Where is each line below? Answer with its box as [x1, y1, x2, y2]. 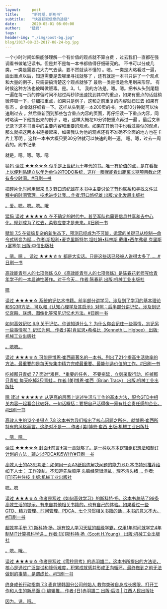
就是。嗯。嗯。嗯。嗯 [5, 152, 49, 158]
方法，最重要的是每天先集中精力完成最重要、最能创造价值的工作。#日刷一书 [5, 360, 161, 366]
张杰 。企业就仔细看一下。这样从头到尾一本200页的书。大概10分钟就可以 [5, 104, 154, 110]
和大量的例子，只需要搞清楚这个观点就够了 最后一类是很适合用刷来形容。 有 [5, 79, 160, 85]
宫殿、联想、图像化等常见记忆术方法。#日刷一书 [9, 310, 108, 316]
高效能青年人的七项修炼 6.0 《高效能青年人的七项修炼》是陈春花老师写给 [5, 270, 154, 276]
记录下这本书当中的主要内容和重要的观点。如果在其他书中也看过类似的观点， [5, 123, 162, 129]
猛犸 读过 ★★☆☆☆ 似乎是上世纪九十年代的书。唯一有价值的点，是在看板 [5, 163, 158, 169]
